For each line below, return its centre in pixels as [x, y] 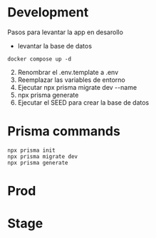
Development [48, 12]
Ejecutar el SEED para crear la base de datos [83, 102]
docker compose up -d [40, 59]
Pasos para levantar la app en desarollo [65, 32]
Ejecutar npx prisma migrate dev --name [77, 87]
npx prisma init [31, 150]
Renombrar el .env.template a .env [68, 72]
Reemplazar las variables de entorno [72, 80]
